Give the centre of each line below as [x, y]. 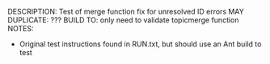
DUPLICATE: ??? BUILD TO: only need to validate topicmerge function [123, 20]
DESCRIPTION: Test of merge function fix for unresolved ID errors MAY [126, 12]
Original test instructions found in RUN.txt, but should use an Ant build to [140, 44]
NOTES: [21, 28]
